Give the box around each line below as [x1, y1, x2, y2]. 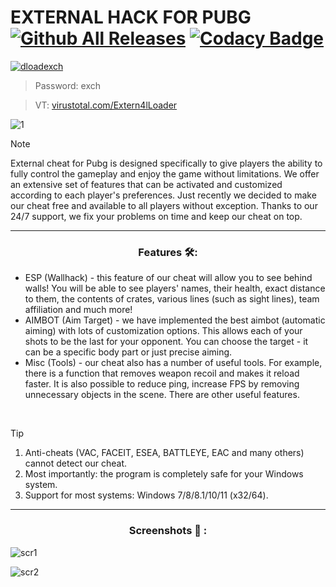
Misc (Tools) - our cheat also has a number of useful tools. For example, [24, 357, 323, 369]
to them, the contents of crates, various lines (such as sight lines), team [24, 293, 320, 305]
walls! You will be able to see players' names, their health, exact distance [24, 282, 326, 295]
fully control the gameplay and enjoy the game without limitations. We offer [10, 167, 320, 180]
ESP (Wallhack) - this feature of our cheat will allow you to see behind [24, 272, 313, 284]
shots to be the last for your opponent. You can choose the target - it [24, 336, 309, 348]
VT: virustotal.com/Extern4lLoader [34, 99, 178, 111]
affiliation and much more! [24, 304, 133, 316]
